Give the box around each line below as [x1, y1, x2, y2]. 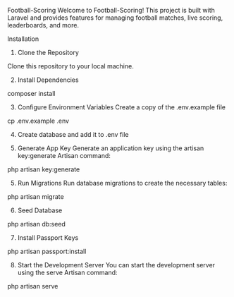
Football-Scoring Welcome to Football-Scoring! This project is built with [7, 6, 215, 14]
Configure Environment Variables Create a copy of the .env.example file [17, 103, 226, 111]
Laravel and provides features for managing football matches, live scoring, [7, 13, 223, 22]
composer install [7, 90, 56, 97]
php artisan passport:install [7, 247, 87, 255]
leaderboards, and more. [7, 21, 80, 29]
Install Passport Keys [17, 234, 79, 242]
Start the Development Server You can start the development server [17, 261, 216, 269]
